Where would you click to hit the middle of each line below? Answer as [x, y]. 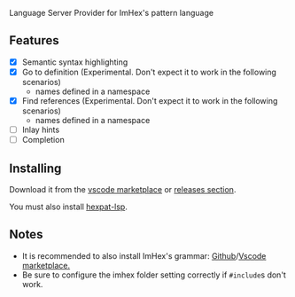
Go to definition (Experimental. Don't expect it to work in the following [149, 72]
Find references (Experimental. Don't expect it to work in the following [150, 100]
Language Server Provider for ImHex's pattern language [112, 13]
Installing [35, 168]
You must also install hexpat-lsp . [69, 207]
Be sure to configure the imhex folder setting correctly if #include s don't [154, 275]
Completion [43, 140]
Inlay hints [41, 129]
